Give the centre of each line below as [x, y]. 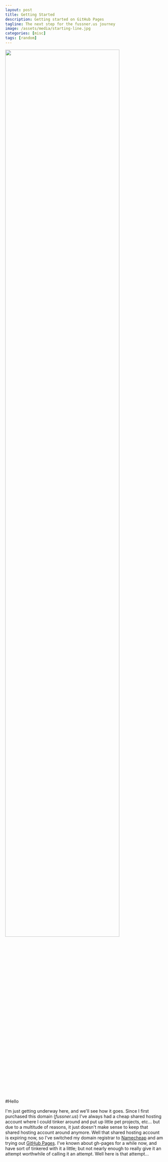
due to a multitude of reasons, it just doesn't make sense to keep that [77, 1127]
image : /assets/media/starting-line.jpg [48, 29]
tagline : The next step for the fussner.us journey [60, 24]
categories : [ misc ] [26, 33]
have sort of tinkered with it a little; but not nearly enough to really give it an [83, 1148]
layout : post [19, 10]
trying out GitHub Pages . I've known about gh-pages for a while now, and [81, 1143]
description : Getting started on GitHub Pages [55, 19]
